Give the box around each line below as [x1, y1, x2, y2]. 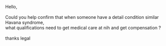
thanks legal [5, 35, 31, 41]
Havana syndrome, [5, 20, 44, 25]
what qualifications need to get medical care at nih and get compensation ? [5, 25, 161, 31]
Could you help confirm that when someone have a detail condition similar [5, 14, 159, 20]
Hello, [5, 4, 18, 9]
